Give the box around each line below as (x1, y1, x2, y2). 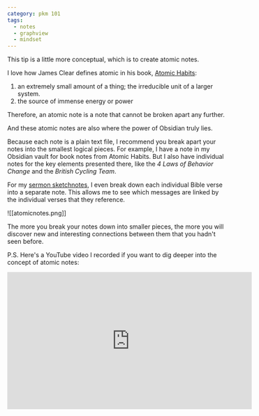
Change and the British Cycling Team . (7, 167, 117, 176)
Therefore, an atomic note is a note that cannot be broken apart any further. (7, 111, 225, 119)
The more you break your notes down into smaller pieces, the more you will (7, 222, 224, 231)
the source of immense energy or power (17, 97, 134, 105)
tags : (7, 17, 23, 24)
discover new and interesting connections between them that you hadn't (7, 230, 216, 238)
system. (17, 90, 40, 98)
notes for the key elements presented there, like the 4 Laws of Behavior (7, 160, 214, 168)
